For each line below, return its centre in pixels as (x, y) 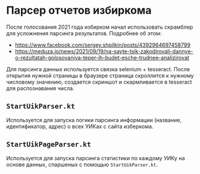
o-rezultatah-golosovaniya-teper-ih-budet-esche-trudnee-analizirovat (102, 57)
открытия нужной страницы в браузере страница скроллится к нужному (100, 75)
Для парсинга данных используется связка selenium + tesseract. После (98, 69)
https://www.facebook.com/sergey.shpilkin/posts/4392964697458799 (103, 45)
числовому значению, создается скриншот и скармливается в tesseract (99, 82)
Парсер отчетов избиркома (79, 10)
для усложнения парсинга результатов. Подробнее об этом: (84, 33)
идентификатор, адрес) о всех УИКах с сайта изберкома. (80, 126)
